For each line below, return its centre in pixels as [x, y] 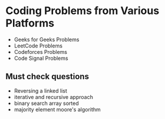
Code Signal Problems [41, 58]
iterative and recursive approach [54, 97]
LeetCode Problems [38, 46]
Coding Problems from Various [82, 11]
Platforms [30, 23]
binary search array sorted [46, 103]
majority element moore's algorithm [57, 109]
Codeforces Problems [40, 52]
